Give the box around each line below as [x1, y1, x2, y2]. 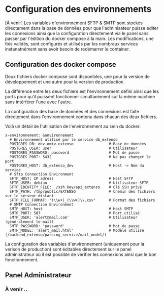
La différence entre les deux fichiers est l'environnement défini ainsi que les [5, 88, 159, 94]
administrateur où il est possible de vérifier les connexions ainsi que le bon [5, 251, 157, 257]
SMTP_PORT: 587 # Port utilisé [9, 211, 140, 215]
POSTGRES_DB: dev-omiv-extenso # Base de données [9, 141, 147, 146]
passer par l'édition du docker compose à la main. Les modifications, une [5, 36, 154, 42]
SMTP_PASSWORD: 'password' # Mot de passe [9, 223, 140, 228]
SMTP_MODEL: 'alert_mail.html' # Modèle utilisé [9, 228, 144, 233]
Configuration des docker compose [5, 60, 117, 69]
